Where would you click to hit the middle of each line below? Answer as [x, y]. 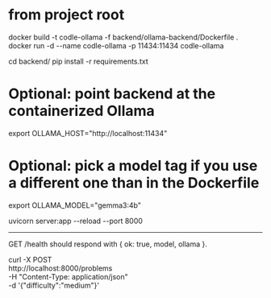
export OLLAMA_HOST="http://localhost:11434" [88, 133]
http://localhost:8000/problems [60, 268]
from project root [67, 15]
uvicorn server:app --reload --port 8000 [76, 221]
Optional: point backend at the [112, 94]
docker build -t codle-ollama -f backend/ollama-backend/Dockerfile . [123, 37]
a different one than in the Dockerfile [134, 183]
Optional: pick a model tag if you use [133, 166]
